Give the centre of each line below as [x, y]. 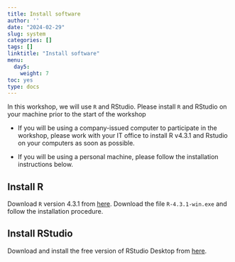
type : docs [23, 87]
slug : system [27, 34]
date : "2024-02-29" [36, 27]
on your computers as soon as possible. [76, 143]
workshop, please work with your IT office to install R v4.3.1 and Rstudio [123, 136]
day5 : [22, 67]
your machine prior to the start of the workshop [77, 114]
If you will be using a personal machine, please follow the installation [118, 157]
